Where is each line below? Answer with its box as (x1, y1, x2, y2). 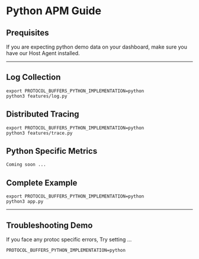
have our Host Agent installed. (6, 50, 80, 57)
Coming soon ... (6, 161, 46, 168)
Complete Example (6, 177, 78, 187)
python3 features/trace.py (6, 130, 73, 136)
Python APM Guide (6, 4, 102, 18)
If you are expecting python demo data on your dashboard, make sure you (6, 43, 188, 50)
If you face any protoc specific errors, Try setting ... (6, 236, 132, 243)
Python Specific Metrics (6, 146, 98, 156)
